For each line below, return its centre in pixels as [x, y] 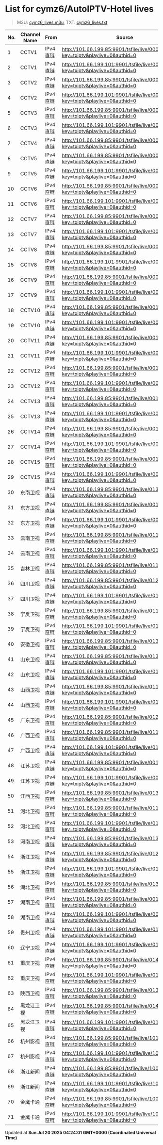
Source [125, 37]
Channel [30, 34]
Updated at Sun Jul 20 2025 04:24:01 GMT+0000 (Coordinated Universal [81, 1132]
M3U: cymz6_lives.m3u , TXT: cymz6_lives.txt [62, 22]
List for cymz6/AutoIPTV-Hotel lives [79, 9]
